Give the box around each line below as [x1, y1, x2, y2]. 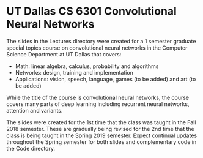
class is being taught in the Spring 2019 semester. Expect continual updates [6, 132, 197, 139]
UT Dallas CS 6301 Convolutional [6, 4, 177, 18]
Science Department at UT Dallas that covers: [6, 50, 122, 58]
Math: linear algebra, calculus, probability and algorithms [15, 62, 159, 70]
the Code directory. [6, 145, 56, 152]
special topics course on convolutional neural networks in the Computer [6, 44, 188, 51]
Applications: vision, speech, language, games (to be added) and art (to [15, 75, 196, 83]
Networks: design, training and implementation [15, 69, 133, 76]
